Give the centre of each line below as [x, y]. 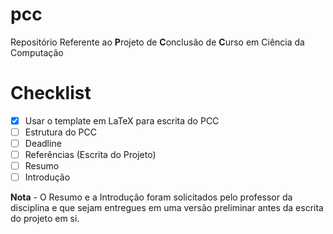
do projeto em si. [45, 219]
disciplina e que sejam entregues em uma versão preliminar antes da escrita [167, 208]
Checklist [51, 93]
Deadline [43, 143]
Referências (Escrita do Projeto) [90, 155]
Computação [37, 52]
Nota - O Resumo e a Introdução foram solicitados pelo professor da [151, 197]
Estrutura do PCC [60, 132]
